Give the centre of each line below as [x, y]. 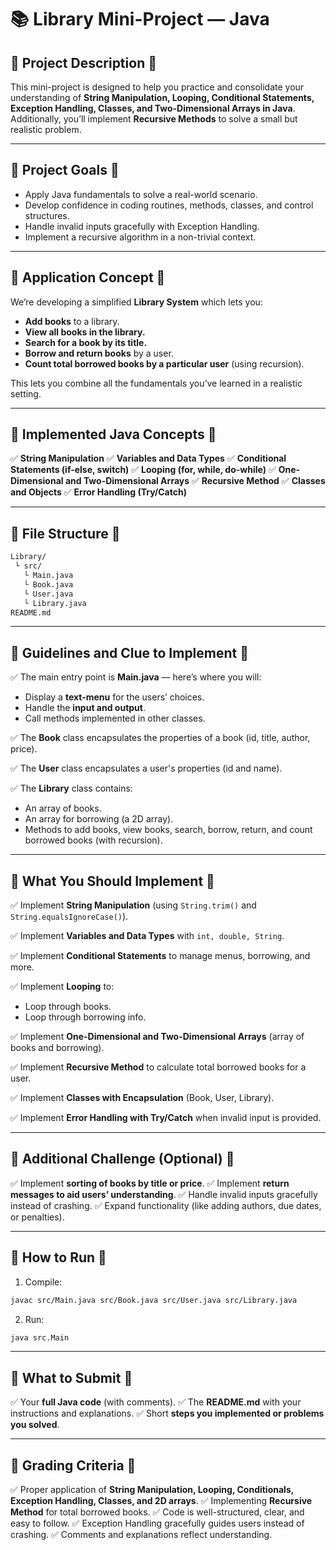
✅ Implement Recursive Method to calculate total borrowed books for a [158, 1067]
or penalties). [37, 1217]
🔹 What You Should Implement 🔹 [112, 881]
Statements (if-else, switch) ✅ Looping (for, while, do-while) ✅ [143, 470]
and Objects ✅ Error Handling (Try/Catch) [98, 492]
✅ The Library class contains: [71, 788]
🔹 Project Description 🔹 [83, 62]
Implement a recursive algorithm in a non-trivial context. [140, 237]
